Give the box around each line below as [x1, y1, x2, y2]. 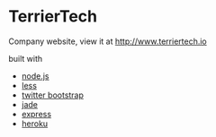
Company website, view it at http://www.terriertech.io [8, 36, 208, 47]
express [21, 108, 51, 119]
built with [8, 53, 43, 64]
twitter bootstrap [21, 90, 85, 100]
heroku [21, 118, 49, 129]
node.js [21, 70, 50, 81]
